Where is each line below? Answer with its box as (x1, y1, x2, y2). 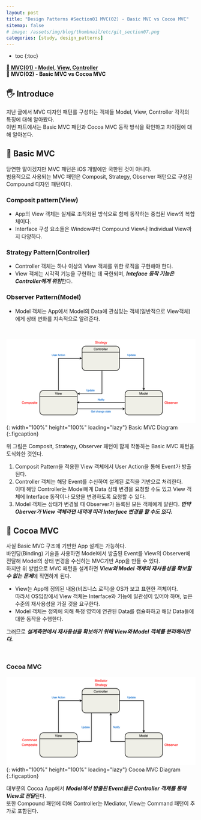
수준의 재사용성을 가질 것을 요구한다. (14, 600, 100, 608)
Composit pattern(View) (6, 196, 79, 204)
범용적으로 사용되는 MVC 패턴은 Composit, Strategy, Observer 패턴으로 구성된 (6, 173, 193, 180)
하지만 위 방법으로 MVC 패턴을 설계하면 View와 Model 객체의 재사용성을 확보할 (6, 565, 192, 572)
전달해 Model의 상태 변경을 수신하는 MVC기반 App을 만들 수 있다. (6, 557, 160, 565)
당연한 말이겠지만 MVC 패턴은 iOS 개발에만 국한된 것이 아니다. (6, 165, 152, 173)
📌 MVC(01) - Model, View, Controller (6, 64, 98, 72)
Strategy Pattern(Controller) (6, 248, 90, 256)
